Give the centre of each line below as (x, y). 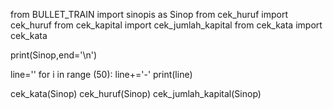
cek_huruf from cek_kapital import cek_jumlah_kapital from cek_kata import (166, 25)
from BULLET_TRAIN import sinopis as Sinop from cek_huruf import (149, 14)
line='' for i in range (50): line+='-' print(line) (101, 74)
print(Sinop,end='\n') (54, 55)
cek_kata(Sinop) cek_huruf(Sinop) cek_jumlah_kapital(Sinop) (136, 93)
